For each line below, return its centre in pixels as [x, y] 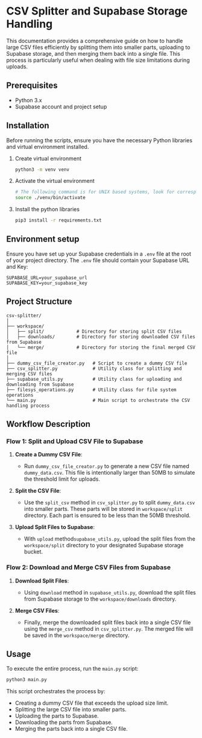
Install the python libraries [47, 209]
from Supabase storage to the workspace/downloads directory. [100, 599]
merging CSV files [29, 374]
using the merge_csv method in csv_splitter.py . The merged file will [109, 628]
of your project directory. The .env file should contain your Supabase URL [98, 260]
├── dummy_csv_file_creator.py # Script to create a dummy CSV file [97, 363]
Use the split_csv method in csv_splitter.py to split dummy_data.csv [109, 502]
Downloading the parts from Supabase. [64, 722]
